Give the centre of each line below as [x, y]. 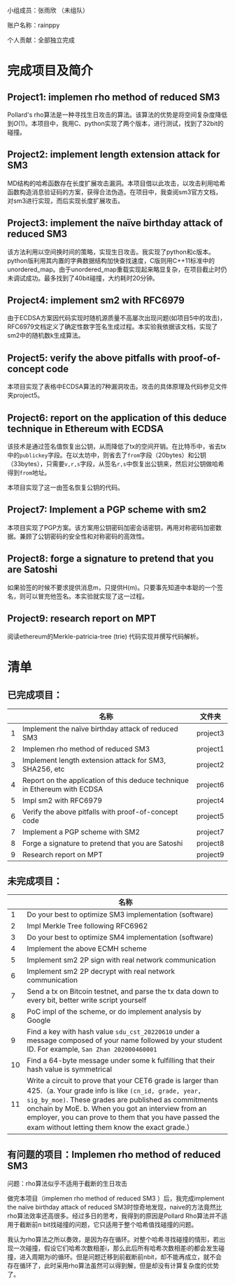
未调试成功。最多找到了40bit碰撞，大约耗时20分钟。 [83, 278]
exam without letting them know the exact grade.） [111, 1128]
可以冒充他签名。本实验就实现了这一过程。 [87, 596]
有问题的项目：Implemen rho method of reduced [114, 1155]
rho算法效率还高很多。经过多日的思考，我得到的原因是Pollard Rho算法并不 [114, 1216]
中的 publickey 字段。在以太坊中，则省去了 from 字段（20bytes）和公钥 [107, 455]
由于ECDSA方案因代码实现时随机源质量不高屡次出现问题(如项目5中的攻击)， [116, 318]
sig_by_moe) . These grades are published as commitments [122, 1100]
